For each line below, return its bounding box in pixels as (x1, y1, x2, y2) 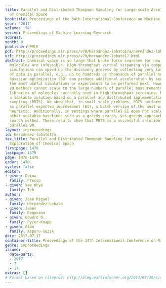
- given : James (5, 206, 37, 211)
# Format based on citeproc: (5, 275, 65, 280)
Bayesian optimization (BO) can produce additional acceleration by (9, 76, 154, 81)
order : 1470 (5, 159, 30, 164)
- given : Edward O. (5, 215, 45, 220)
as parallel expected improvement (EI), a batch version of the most (9, 104, 156, 109)
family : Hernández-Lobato (9, 201, 63, 206)
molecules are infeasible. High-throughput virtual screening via (9, 63, 149, 68)
